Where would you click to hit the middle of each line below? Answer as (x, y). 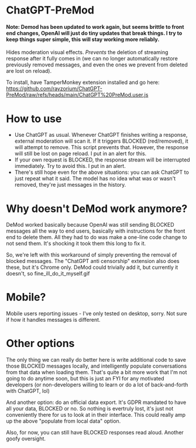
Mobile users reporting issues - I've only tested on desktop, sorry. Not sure (97, 314)
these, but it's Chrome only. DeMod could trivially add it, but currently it (92, 267)
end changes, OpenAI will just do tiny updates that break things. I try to (94, 33)
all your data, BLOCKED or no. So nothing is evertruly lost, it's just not (90, 409)
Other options (40, 343)
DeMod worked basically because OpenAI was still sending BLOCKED (90, 225)
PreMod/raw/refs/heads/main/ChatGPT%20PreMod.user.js (77, 95)
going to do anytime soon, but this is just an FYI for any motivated (85, 379)
